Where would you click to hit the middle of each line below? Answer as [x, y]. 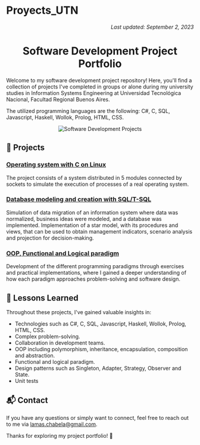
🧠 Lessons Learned [42, 298]
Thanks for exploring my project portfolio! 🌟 [60, 435]
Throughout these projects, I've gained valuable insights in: [79, 312]
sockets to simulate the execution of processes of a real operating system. [98, 184]
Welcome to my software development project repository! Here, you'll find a [99, 80]
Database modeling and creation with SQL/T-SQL [79, 200]
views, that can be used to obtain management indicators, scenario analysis [99, 231]
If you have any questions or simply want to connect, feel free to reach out [98, 418]
